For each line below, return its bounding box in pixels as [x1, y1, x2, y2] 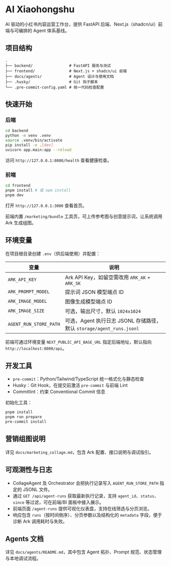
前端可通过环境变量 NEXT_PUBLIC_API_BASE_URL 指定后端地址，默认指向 [5, 339, 152, 345]
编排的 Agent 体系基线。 [18, 27, 70, 34]
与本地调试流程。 [5, 555, 41, 561]
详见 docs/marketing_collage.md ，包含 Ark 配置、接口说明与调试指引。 [5, 449, 154, 455]
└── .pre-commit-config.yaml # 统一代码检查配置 [5, 85, 104, 90]
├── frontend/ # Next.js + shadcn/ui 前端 [5, 68, 127, 73]
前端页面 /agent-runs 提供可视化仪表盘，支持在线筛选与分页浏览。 [12, 505, 152, 511]
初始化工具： [5, 399, 32, 406]
